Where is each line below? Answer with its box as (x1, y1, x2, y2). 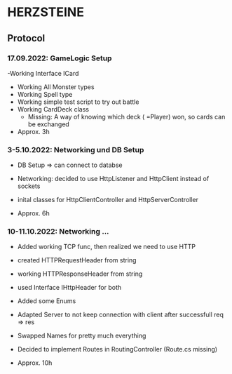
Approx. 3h (17, 127, 50, 135)
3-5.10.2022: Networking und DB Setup (7, 145, 144, 154)
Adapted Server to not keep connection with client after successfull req (17, 310, 224, 319)
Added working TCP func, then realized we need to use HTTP (17, 243, 196, 251)
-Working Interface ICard (7, 69, 79, 77)
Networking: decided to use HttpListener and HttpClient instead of (17, 175, 210, 183)
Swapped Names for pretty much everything (17, 331, 146, 340)
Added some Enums (17, 297, 76, 305)
